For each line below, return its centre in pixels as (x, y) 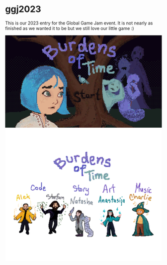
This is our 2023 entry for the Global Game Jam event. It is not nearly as (79, 23)
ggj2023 (23, 9)
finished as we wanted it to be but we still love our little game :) (70, 28)
